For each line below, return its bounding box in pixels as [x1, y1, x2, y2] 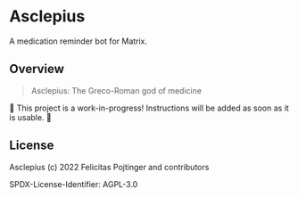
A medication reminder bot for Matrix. [9, 36, 148, 46]
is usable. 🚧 [9, 111, 52, 122]
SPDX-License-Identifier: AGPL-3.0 [9, 178, 138, 189]
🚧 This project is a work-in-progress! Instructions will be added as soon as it [9, 103, 290, 113]
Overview [9, 62, 65, 77]
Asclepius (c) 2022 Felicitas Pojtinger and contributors [9, 161, 210, 172]
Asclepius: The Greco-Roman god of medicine [30, 85, 203, 95]
